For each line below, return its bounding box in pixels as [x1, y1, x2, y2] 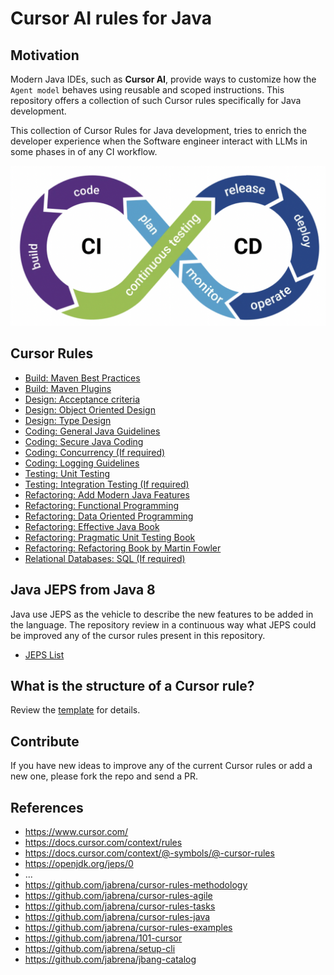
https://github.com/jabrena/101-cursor [24, 932, 183, 944]
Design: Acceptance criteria [24, 393, 140, 405]
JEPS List [24, 648, 65, 661]
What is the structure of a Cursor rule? [10, 677, 255, 694]
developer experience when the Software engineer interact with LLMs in [10, 135, 308, 147]
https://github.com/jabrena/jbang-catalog [24, 953, 197, 965]
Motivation [10, 47, 80, 64]
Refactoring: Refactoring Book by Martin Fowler [24, 542, 222, 554]
